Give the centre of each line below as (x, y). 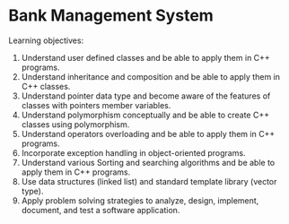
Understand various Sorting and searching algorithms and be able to (148, 162)
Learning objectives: (46, 40)
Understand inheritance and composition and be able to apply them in (150, 76)
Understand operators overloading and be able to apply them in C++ (148, 134)
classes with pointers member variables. (96, 105)
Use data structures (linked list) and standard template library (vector (149, 181)
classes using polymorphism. (75, 124)
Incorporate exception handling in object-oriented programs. (133, 152)
